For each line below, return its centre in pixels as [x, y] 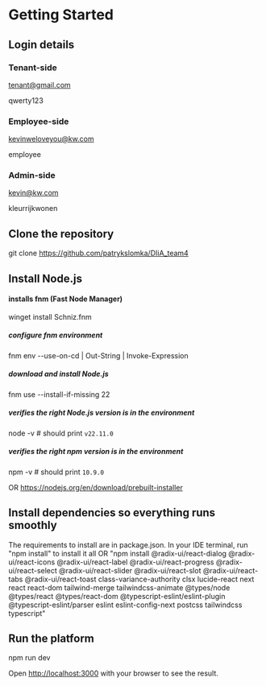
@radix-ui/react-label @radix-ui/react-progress [136, 562]
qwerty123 [26, 100]
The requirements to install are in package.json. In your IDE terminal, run [128, 544]
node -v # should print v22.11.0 [61, 433]
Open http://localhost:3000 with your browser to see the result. [114, 673]
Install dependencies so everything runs [112, 513]
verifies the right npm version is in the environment [96, 452]
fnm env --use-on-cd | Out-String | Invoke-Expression [98, 355]
